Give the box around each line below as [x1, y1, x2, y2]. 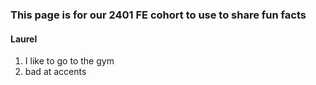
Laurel [10, 33, 38, 45]
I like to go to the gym [24, 55, 115, 67]
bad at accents [24, 66, 87, 78]
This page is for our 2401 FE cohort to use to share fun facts [10, 8, 307, 22]
